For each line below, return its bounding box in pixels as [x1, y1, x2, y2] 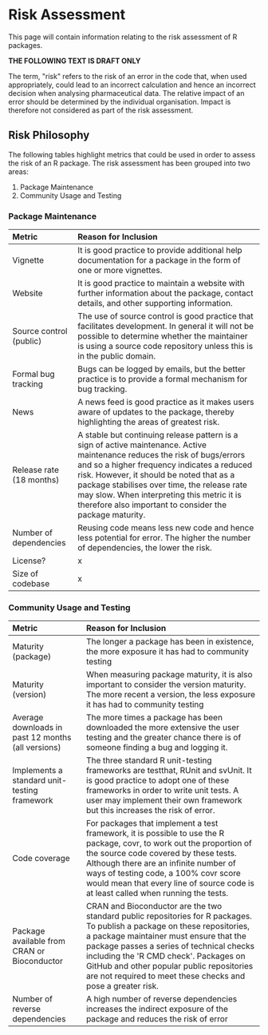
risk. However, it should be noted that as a [77, 470, 235, 481]
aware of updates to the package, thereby [77, 406, 235, 418]
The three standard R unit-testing [86, 755, 212, 766]
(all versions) [12, 742, 61, 753]
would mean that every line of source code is [86, 878, 255, 889]
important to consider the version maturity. [86, 679, 246, 690]
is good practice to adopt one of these [86, 775, 230, 786]
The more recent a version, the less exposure [86, 689, 256, 700]
